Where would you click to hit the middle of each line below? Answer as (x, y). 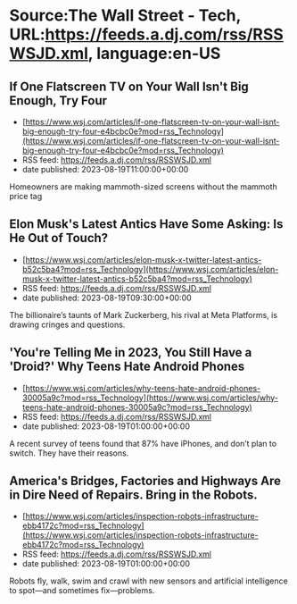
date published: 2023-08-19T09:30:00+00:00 (107, 298)
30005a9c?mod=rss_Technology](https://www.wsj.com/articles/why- (150, 398)
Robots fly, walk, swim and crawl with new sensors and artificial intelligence (148, 581)
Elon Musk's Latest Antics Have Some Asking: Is (146, 224)
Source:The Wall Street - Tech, (125, 16)
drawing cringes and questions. (67, 324)
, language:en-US (154, 54)
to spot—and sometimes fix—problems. (82, 591)
